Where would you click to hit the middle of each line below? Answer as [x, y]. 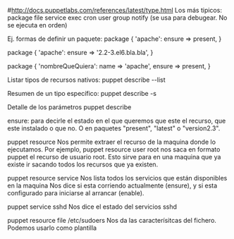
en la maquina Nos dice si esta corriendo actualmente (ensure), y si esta [112, 185]
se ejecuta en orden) [37, 25]
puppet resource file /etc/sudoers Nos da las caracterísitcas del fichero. [112, 220]
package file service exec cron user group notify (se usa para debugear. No [117, 18]
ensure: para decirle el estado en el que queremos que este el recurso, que [117, 121]
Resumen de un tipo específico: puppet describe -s [82, 93]
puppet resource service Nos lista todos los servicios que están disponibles [117, 178]
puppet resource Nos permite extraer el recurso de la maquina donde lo [112, 142]
